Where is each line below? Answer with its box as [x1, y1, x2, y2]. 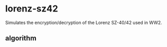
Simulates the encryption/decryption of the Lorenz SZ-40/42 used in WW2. [5, 19, 162, 25]
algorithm [5, 34, 37, 42]
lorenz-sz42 [5, 3, 59, 14]
